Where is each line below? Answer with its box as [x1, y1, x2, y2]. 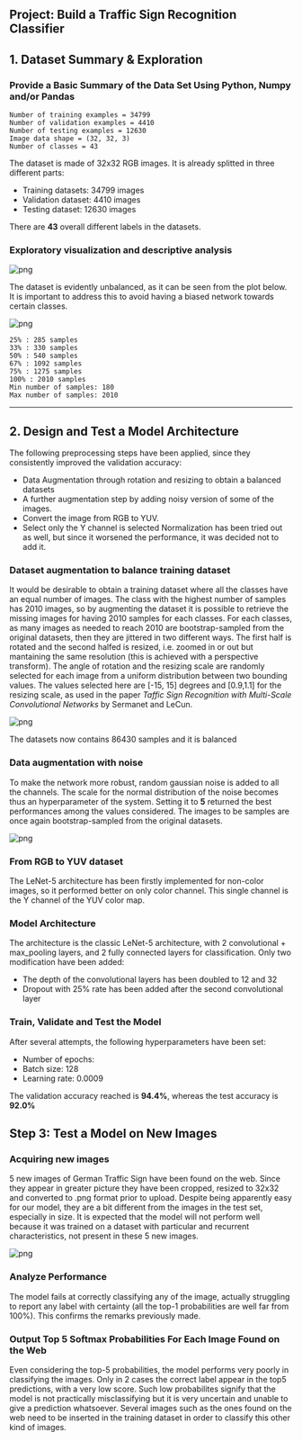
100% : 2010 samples [9, 375, 87, 384]
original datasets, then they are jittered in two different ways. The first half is [9, 632, 292, 643]
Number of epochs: [22, 1053, 95, 1065]
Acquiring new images [9, 1152, 110, 1165]
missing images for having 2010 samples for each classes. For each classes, [9, 613, 292, 624]
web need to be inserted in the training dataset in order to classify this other [9, 1412, 290, 1423]
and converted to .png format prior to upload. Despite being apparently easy [9, 1193, 292, 1203]
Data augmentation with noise [9, 756, 144, 769]
